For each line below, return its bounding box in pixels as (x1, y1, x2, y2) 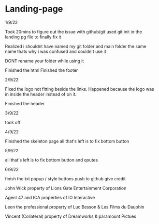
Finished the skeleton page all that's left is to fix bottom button (5, 138, 130, 144)
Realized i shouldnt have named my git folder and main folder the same (5, 43, 146, 49)
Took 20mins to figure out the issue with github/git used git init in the (5, 29, 142, 34)
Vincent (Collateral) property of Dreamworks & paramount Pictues (5, 213, 136, 219)
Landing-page (5, 3, 63, 15)
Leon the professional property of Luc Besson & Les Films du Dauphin (5, 204, 145, 209)
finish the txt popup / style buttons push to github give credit (5, 176, 126, 181)
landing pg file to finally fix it (5, 34, 61, 40)
